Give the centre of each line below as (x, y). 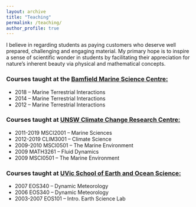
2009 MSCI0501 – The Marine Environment (67, 158)
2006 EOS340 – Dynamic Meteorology (62, 192)
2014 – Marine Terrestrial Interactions (60, 98)
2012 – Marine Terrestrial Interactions (60, 105)
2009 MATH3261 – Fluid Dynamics (57, 151)
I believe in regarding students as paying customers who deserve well (91, 45)
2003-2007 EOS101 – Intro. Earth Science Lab (70, 199)
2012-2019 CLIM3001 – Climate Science (63, 139)
